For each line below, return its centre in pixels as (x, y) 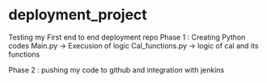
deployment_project (78, 15)
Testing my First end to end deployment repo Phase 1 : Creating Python (127, 37)
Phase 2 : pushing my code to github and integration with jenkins (117, 69)
